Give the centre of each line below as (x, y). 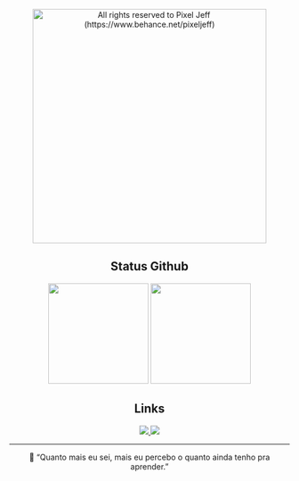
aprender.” (149, 466)
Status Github (149, 266)
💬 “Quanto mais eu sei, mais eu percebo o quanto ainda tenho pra (149, 457)
